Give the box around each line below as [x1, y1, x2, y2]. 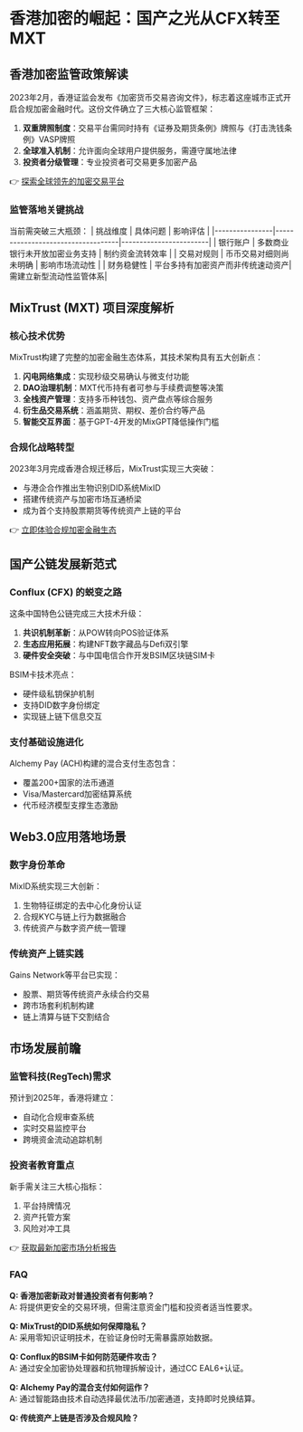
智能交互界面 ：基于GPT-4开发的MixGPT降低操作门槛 [22, 415, 220, 426]
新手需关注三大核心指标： [9, 1181, 105, 1192]
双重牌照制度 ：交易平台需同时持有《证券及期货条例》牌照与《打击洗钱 [22, 123, 285, 133]
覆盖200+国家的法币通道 [22, 778, 115, 788]
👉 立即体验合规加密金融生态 [9, 524, 118, 535]
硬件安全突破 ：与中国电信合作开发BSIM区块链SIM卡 [22, 649, 215, 661]
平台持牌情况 [22, 1200, 71, 1211]
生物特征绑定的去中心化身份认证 [22, 900, 142, 911]
